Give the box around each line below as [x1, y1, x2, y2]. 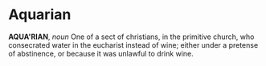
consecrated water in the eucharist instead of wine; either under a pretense [8, 40, 259, 49]
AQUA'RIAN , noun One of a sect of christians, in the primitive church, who [8, 32, 255, 41]
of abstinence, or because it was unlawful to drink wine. [8, 49, 194, 58]
